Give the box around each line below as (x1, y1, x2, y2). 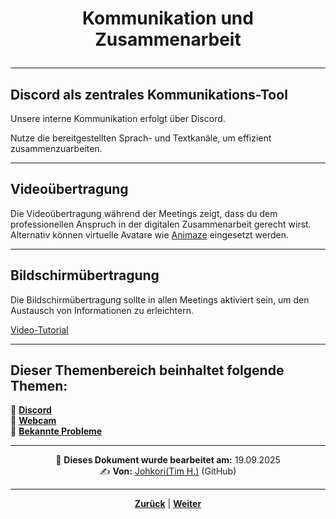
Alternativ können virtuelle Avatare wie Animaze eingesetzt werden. (10, 228, 290, 241)
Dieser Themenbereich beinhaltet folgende (10, 362, 285, 379)
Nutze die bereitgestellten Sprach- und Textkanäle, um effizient (10, 132, 272, 144)
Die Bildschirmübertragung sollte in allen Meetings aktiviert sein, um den (10, 293, 310, 306)
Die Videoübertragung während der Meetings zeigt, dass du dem (10, 207, 278, 219)
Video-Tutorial (10, 323, 69, 336)
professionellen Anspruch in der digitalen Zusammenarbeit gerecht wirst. (10, 218, 312, 230)
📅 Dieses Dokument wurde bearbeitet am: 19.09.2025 (55, 454, 281, 466)
